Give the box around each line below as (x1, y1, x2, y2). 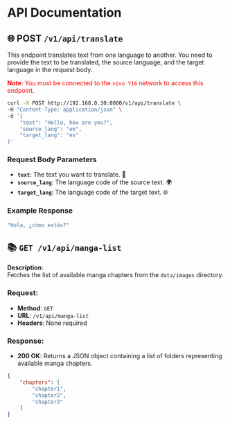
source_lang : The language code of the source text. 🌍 (17, 178, 172, 186)
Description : (7, 263, 44, 272)
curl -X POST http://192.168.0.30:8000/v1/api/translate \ (7, 100, 182, 107)
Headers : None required (17, 319, 88, 327)
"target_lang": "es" (19, 132, 79, 139)
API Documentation (7, 5, 122, 21)
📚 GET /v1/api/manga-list (7, 241, 122, 254)
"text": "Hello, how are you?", (19, 119, 113, 126)
